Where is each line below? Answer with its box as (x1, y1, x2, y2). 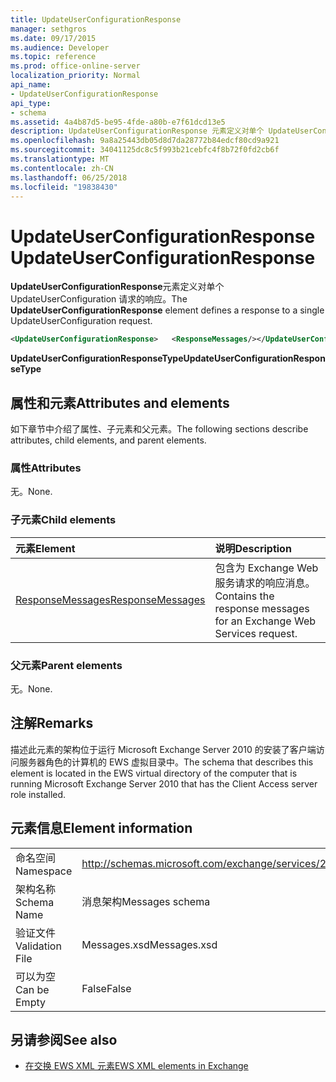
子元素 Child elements (10, 513, 117, 527)
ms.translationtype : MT (10, 154, 110, 164)
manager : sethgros (10, 24, 87, 34)
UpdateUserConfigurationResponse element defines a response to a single (10, 304, 325, 316)
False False (81, 981, 132, 995)
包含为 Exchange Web (214, 561, 319, 575)
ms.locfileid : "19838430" (10, 182, 118, 192)
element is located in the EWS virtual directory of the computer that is (10, 767, 298, 779)
